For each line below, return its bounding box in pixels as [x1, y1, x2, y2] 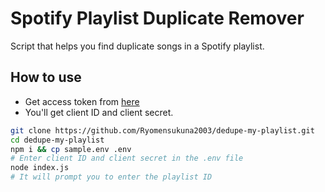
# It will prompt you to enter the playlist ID [10, 172, 213, 182]
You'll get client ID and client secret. [24, 106, 174, 118]
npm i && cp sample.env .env [10, 144, 132, 154]
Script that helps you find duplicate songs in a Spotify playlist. [10, 40, 265, 52]
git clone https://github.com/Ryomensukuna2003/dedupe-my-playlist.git [10, 125, 315, 136]
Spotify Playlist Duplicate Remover [10, 7, 305, 30]
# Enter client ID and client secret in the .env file [10, 153, 244, 164]
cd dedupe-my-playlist [10, 135, 105, 145]
